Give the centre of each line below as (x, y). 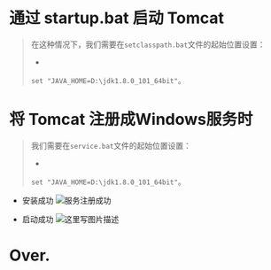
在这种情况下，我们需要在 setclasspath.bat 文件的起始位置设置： (148, 44)
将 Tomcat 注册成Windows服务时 (131, 120)
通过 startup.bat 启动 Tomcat (116, 18)
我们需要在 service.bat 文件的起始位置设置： (111, 145)
